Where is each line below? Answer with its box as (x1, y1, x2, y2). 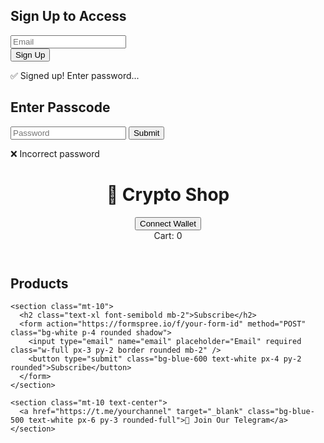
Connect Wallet (139, 218, 197, 229)
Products (10, 275, 69, 292)
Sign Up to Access (10, 8, 127, 25)
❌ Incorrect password (10, 147, 100, 159)
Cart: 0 (153, 229, 183, 241)
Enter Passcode (10, 99, 111, 116)
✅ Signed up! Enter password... (10, 69, 140, 81)
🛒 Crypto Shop (106, 183, 230, 206)
